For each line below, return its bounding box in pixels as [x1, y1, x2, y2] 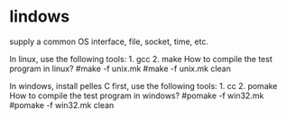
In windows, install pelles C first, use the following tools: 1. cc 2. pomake [9, 80, 278, 91]
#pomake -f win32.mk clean [9, 99, 115, 110]
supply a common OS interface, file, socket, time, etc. [9, 36, 209, 47]
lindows [9, 6, 70, 27]
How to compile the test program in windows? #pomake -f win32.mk [9, 90, 264, 101]
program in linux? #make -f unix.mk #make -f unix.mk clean [9, 63, 232, 74]
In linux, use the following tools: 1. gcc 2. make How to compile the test [9, 53, 272, 64]
